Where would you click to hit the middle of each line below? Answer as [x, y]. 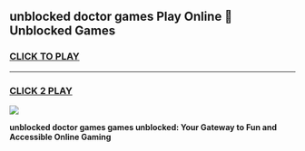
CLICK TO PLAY [44, 57]
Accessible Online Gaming [60, 137]
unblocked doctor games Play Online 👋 [121, 17]
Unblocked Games [63, 31]
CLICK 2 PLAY [41, 90]
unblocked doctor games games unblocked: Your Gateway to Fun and [143, 127]
